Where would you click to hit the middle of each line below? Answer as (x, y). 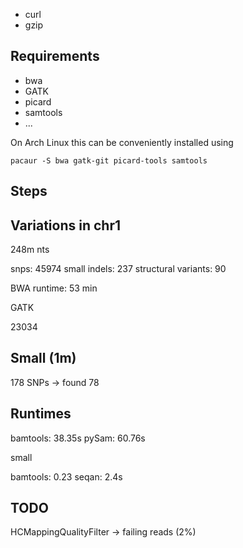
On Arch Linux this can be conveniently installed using (122, 142)
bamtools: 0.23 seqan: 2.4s (66, 476)
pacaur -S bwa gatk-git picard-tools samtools (109, 160)
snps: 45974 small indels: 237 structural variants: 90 (118, 269)
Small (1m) (43, 358)
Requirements (55, 56)
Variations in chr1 (65, 225)
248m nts (30, 250)
